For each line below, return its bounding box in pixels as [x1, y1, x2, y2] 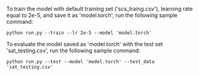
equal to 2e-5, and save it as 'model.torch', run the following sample [6, 12, 178, 19]
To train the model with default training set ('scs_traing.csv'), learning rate [6, 5, 193, 12]
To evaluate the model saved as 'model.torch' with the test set [6, 41, 163, 47]
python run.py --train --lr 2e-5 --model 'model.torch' [6, 30, 152, 36]
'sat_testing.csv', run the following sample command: [6, 47, 141, 54]
